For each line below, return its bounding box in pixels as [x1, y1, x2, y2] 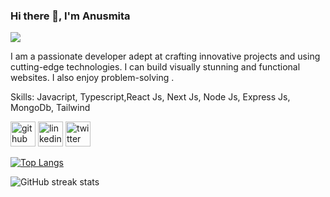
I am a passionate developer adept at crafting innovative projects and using [10, 50, 321, 63]
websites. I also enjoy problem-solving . [10, 72, 175, 84]
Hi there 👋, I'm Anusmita [10, 9, 131, 23]
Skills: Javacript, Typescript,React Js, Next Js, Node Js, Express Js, [10, 91, 291, 103]
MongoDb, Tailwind [10, 102, 91, 114]
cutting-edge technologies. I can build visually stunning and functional [10, 61, 301, 73]
